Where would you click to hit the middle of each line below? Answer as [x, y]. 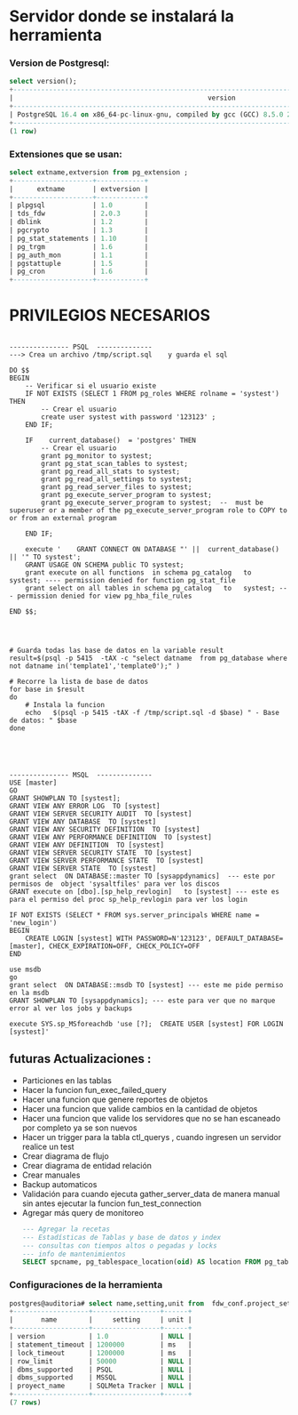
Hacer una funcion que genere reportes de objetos [115, 1099]
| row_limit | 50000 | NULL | [101, 1361]
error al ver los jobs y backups [71, 1009]
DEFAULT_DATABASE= [250, 939]
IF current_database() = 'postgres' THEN [111, 441]
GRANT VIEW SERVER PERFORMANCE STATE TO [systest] [106, 861]
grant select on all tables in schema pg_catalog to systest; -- [157, 589]
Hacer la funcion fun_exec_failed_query [94, 1089]
